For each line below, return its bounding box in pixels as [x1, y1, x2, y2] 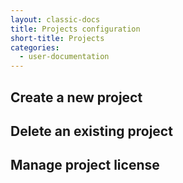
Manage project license [10, 157, 160, 174]
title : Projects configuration [10, 24, 141, 34]
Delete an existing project [10, 122, 173, 140]
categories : [10, 42, 60, 53]
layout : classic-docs [10, 14, 101, 25]
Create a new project [10, 89, 143, 106]
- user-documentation [19, 52, 110, 62]
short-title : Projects [10, 33, 105, 43]
